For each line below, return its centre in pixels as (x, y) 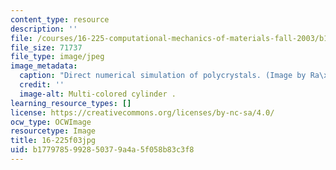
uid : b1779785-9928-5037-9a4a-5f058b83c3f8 (102, 150)
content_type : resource (60, 19)
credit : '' (42, 85)
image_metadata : (44, 66)
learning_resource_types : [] (71, 103)
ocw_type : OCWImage (51, 122)
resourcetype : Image (53, 131)
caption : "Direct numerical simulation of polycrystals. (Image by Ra (169, 76)
